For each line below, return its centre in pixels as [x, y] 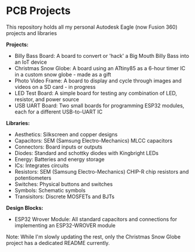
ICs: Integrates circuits [41, 165]
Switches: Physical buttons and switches [63, 184]
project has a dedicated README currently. [58, 243]
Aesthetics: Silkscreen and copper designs [66, 134]
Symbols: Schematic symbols [50, 190]
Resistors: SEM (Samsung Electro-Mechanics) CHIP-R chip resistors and [102, 171]
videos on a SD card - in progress [55, 87]
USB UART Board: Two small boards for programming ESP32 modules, [99, 105]
